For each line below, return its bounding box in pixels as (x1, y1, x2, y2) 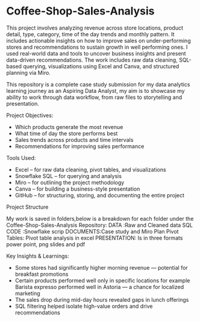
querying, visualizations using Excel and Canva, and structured (23, 62, 180, 70)
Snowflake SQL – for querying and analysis (14, 172, 122, 179)
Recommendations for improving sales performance (14, 142, 145, 150)
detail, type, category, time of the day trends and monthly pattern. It (6, 30, 175, 37)
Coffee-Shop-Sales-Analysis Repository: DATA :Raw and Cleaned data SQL (6, 221, 193, 229)
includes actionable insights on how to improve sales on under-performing (6, 37, 191, 44)
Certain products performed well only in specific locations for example (14, 276, 190, 284)
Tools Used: (6, 154, 36, 161)
